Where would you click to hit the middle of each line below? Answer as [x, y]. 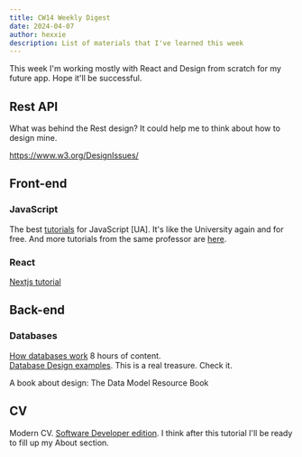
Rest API [34, 106]
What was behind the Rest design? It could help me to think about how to [145, 128]
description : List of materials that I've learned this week [127, 43]
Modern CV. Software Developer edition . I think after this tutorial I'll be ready [151, 433]
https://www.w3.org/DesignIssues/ [74, 155]
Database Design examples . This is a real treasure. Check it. [121, 365]
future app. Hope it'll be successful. [76, 79]
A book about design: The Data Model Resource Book [109, 382]
